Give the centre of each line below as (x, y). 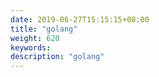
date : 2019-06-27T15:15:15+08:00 (80, 19)
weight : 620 (35, 38)
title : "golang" (44, 29)
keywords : (31, 47)
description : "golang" (57, 57)
